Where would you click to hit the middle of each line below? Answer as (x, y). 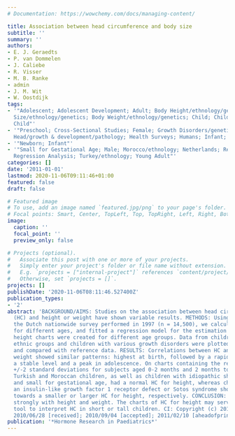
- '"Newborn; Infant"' (40, 143)
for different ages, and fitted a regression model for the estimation (120, 331)
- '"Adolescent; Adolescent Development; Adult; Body (87, 111)
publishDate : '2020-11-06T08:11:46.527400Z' (73, 292)
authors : (20, 46)
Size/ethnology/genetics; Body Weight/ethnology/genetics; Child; (112, 117)
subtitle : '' (26, 33)
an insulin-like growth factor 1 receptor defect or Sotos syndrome (115, 389)
